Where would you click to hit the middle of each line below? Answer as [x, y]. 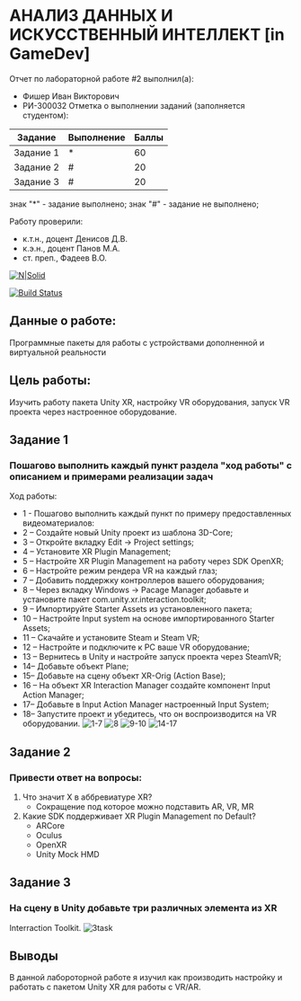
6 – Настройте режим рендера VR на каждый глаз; [120, 571]
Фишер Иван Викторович [71, 96]
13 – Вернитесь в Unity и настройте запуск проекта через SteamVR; [151, 657]
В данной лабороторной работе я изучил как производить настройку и [146, 978]
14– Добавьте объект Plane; [75, 667]
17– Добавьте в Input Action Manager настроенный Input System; [146, 704]
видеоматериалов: [58, 523]
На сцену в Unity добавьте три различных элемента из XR [143, 908]
